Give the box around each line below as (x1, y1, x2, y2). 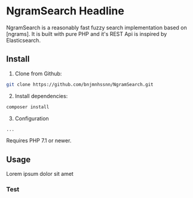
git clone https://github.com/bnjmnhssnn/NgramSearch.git (6, 81, 154, 87)
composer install (6, 103, 50, 110)
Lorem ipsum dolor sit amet (6, 170, 73, 178)
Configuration (14, 115, 49, 122)
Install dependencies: (14, 92, 68, 99)
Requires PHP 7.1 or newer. (6, 137, 72, 144)
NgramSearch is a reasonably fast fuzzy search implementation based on (6, 24, 187, 31)
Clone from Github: (14, 70, 62, 77)
